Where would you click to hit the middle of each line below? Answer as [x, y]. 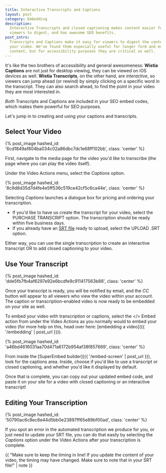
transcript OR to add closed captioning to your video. [59, 249]
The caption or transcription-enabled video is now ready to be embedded [80, 301]
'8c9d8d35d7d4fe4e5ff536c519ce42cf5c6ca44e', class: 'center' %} [75, 188]
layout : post [19, 14]
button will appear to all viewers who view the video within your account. [79, 296]
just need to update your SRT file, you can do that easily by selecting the [79, 434]
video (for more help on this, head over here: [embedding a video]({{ [75, 327]
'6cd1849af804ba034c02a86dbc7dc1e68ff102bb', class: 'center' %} [75, 149]
